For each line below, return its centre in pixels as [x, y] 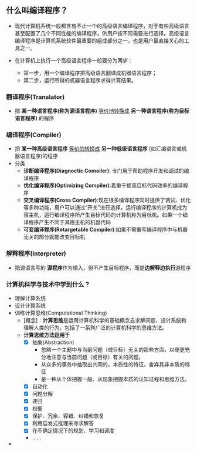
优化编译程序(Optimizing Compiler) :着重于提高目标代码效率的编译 [103, 186]
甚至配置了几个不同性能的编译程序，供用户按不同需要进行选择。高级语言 [102, 33]
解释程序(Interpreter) [36, 253]
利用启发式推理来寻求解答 [63, 423]
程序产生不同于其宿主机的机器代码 [70, 222]
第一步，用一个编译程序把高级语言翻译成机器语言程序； [90, 73]
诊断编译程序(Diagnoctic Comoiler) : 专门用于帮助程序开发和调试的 [103, 171]
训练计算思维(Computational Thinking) [61, 313]
